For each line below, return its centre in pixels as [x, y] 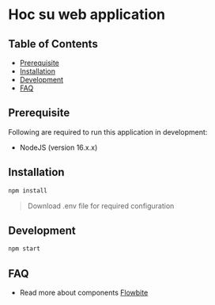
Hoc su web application [87, 15]
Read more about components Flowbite [84, 292]
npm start [25, 249]
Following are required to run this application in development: [108, 132]
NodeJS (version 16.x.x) [58, 147]
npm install [28, 191]
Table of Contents [53, 44]
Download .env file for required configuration [101, 206]
